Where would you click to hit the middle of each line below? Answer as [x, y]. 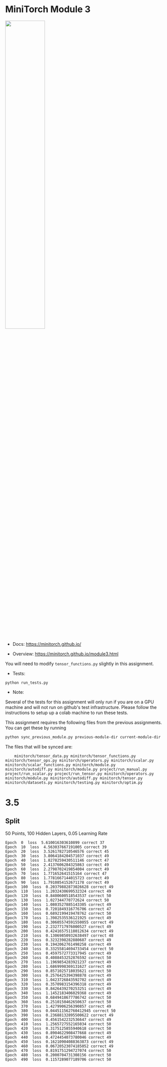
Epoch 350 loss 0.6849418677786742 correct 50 [58, 997]
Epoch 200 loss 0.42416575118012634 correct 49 [59, 931]
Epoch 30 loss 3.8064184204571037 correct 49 [57, 856]
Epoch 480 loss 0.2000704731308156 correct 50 [58, 1055]
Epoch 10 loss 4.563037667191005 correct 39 [56, 847]
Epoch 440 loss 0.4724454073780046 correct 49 [58, 1037]
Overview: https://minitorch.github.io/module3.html [65, 654]
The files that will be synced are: [39, 746]
